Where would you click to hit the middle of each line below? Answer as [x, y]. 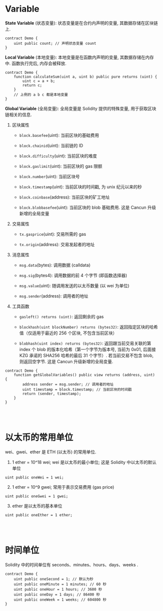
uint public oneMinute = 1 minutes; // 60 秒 [60, 584]
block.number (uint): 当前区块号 [49, 176]
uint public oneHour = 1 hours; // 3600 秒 [58, 589]
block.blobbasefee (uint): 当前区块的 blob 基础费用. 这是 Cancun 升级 [88, 207]
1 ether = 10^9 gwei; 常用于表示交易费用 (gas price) [63, 487]
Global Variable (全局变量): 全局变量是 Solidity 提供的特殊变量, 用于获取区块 [81, 108]
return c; [32, 85]
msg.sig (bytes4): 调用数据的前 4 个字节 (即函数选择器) [73, 275]
